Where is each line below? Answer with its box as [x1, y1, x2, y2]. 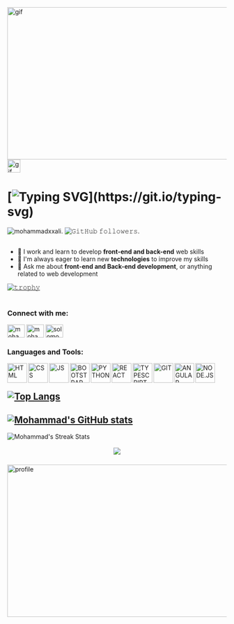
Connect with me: [7, 308, 69, 318]
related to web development [17, 270, 98, 278]
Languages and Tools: [7, 347, 84, 357]
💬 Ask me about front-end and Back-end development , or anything [17, 263, 212, 271]
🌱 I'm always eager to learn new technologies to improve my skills [17, 255, 209, 263]
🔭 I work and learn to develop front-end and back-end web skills [17, 247, 204, 256]
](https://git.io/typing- [88, 189, 221, 205]
